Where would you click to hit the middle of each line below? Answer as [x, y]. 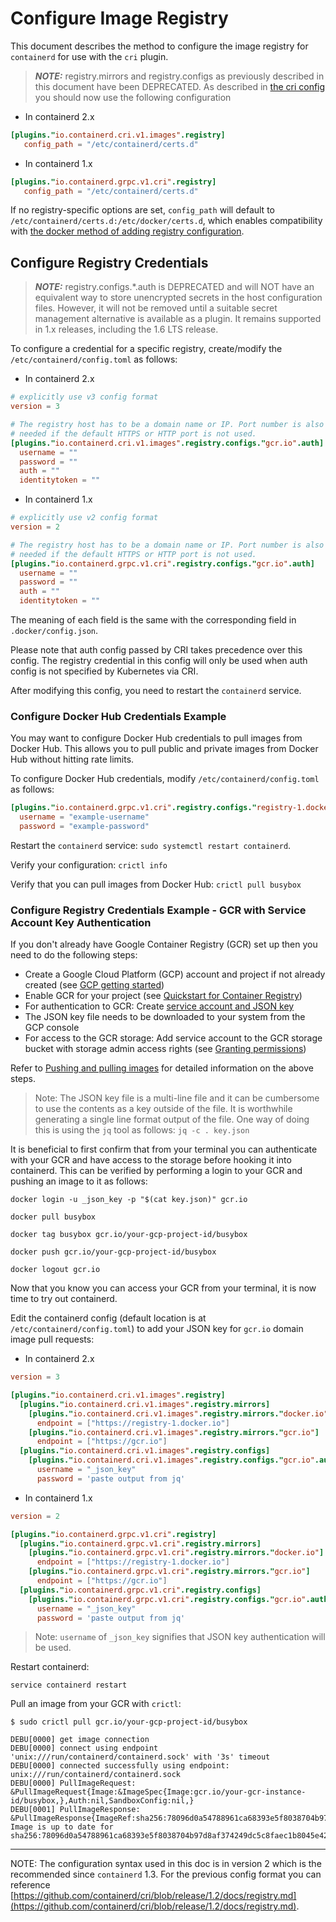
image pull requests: [52, 1339]
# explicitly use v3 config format [84, 397]
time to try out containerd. [64, 1299]
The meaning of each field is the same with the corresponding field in [153, 620]
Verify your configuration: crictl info [89, 864]
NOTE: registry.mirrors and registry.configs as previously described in [179, 76]
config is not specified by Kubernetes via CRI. [104, 671]
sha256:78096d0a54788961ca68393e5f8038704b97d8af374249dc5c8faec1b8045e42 [169, 1836]
